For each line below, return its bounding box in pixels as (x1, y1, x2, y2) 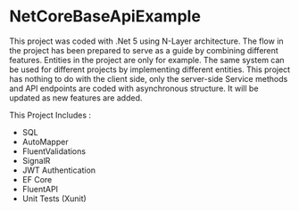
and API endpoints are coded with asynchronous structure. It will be (9, 83, 259, 93)
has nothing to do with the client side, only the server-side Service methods (9, 73, 288, 84)
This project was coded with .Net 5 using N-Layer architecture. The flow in (9, 36, 284, 46)
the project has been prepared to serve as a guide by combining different (9, 45, 278, 55)
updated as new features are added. (9, 92, 143, 103)
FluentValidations (21, 145, 87, 157)
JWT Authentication (21, 165, 96, 175)
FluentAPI (21, 183, 59, 194)
